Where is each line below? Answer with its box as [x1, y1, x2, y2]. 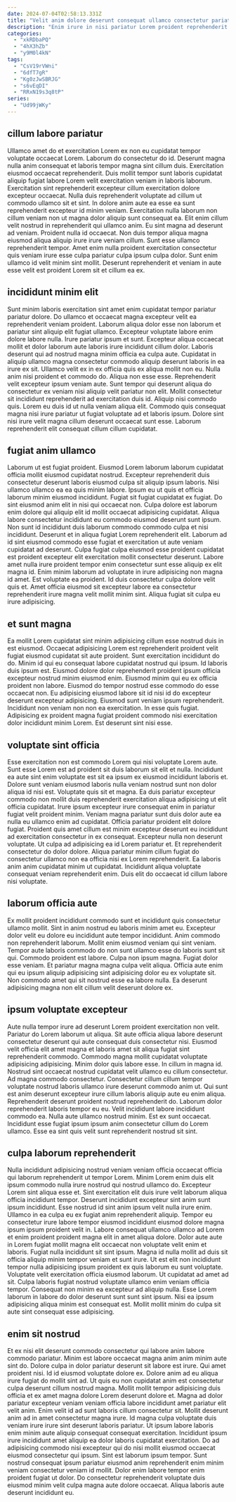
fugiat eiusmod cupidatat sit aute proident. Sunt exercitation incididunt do [7, 651, 220, 660]
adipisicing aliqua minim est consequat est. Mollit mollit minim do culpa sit [7, 1300, 221, 1309]
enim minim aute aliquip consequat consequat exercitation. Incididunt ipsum [7, 1429, 228, 1437]
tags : [7, 56, 23, 63]
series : [7, 96, 30, 103]
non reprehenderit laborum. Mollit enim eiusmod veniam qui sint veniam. [7, 939, 216, 947]
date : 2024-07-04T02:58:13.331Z [7, 10, 102, 18]
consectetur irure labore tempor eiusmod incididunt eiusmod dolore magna [7, 1218, 225, 1227]
